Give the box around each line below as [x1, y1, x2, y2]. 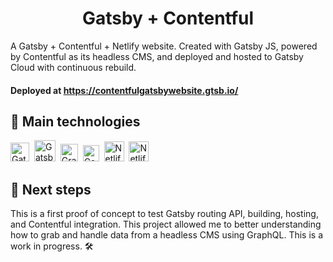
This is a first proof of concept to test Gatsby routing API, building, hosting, [10, 208, 319, 220]
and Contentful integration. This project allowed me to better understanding [10, 218, 322, 231]
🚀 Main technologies [10, 113, 141, 130]
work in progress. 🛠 [10, 240, 94, 252]
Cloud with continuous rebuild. [10, 61, 137, 73]
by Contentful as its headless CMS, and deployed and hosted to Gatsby [10, 50, 304, 62]
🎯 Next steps [10, 181, 92, 198]
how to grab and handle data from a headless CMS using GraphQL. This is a [10, 229, 323, 241]
